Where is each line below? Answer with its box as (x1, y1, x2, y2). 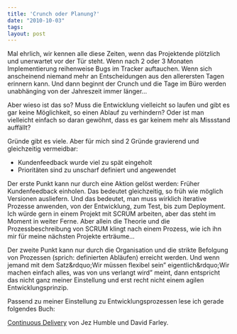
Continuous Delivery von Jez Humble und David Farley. (7, 318, 169, 327)
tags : (7, 23, 23, 30)
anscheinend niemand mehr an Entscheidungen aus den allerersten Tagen (7, 72, 225, 81)
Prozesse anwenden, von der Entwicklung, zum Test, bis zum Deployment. (7, 202, 226, 211)
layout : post (7, 30, 46, 38)
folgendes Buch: (7, 305, 55, 313)
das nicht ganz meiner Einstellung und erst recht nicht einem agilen (7, 276, 204, 284)
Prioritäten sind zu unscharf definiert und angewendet (17, 166, 177, 174)
